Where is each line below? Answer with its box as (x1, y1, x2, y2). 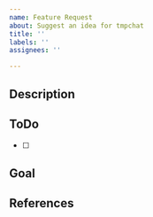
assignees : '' (9, 46, 62, 55)
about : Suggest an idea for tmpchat (9, 21, 144, 30)
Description (9, 86, 75, 102)
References (9, 196, 74, 211)
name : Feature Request (9, 12, 93, 22)
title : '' (9, 29, 46, 38)
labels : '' (9, 37, 50, 47)
